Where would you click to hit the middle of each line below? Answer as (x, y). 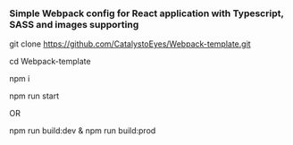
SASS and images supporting (74, 24)
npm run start (34, 96)
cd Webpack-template (50, 62)
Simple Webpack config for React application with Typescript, (146, 13)
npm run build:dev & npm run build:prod (83, 131)
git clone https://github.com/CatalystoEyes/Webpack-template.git (130, 44)
